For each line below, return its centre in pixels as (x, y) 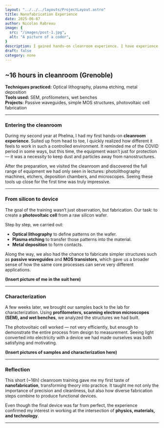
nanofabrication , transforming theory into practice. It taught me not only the (82, 385)
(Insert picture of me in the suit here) (43, 279)
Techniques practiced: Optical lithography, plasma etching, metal (71, 87)
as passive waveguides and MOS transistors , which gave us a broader (77, 259)
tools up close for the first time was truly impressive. (58, 182)
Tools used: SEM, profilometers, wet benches (51, 97)
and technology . (22, 416)
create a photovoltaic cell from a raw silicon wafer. (57, 215)
